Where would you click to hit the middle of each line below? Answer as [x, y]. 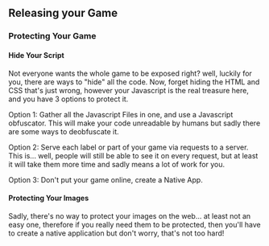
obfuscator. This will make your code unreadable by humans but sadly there [134, 123]
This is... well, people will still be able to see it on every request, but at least [133, 155]
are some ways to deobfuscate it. [64, 131]
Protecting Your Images [49, 198]
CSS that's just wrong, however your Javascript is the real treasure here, [129, 90]
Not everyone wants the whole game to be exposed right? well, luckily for [130, 73]
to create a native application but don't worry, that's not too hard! [116, 233]
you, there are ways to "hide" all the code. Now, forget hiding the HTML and [134, 82]
